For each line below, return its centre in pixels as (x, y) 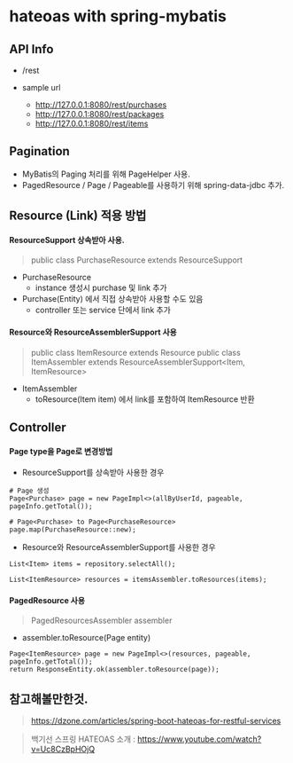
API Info (31, 49)
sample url (41, 87)
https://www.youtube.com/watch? (199, 739)
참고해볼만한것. (49, 699)
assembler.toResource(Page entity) (86, 638)
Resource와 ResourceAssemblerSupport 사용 (93, 332)
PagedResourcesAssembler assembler (101, 621)
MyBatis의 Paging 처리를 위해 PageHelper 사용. (106, 174)
